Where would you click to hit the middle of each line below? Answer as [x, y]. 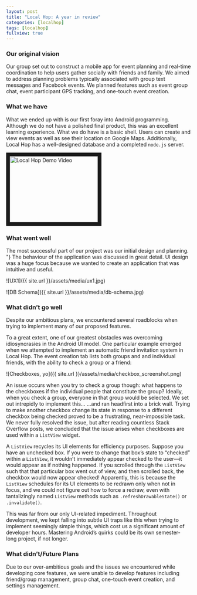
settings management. [33, 585]
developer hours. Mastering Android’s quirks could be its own [80, 533]
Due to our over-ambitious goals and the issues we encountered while [91, 567]
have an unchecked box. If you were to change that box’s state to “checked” [98, 453]
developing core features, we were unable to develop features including [93, 573]
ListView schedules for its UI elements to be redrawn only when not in [91, 484]
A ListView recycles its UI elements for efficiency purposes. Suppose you [95, 447]
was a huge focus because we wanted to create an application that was [93, 263]
